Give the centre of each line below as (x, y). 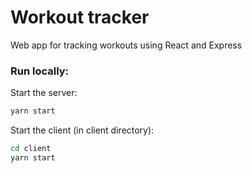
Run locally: (40, 71)
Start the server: (44, 93)
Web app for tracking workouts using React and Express (126, 45)
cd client (31, 149)
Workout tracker (80, 17)
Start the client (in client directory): (82, 130)
